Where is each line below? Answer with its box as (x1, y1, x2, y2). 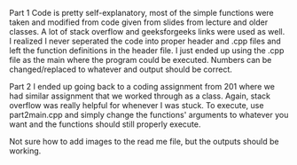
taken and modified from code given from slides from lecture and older (9, 17, 269, 27)
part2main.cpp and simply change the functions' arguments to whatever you (9, 110, 289, 120)
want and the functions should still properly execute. (9, 119, 201, 130)
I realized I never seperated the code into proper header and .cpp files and (9, 35, 281, 46)
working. (9, 145, 42, 156)
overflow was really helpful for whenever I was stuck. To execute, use (9, 100, 264, 110)
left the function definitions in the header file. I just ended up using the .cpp (9, 45, 285, 56)
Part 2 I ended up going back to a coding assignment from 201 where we (9, 82, 275, 91)
